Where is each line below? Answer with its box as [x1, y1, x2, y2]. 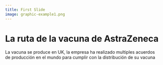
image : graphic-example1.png [5, 12, 65, 17]
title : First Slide [5, 7, 45, 12]
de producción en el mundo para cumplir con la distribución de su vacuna [5, 55, 156, 61]
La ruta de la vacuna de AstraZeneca [5, 33, 159, 44]
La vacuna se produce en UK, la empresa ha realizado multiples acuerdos [5, 49, 155, 55]
